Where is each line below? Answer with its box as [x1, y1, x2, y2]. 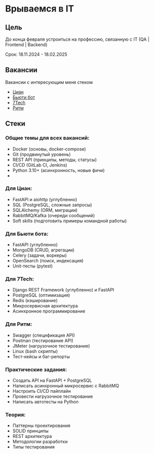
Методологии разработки [12, 438, 68, 444]
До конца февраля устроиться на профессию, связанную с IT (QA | [5, 36, 149, 42]
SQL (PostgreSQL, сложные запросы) [12, 202, 92, 208]
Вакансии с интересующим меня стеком [5, 79, 93, 85]
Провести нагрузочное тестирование [12, 393, 93, 399]
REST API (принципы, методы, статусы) [12, 157, 97, 163]
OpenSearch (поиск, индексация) [12, 258, 84, 264]
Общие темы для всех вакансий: [5, 134, 90, 141]
